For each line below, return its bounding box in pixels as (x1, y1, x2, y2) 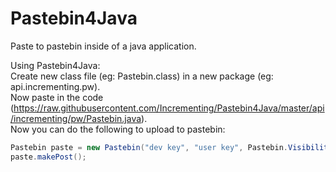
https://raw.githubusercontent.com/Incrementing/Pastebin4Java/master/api (13, 102, 325, 114)
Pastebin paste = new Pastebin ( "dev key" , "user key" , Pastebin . (10, 142, 288, 152)
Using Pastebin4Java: (10, 59, 101, 71)
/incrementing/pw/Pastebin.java (10, 112, 142, 124)
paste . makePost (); (10, 152, 87, 162)
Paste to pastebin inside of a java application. (10, 40, 197, 52)
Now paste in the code (10, 91, 104, 103)
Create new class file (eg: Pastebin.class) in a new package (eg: (10, 70, 274, 82)
